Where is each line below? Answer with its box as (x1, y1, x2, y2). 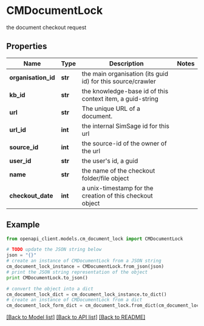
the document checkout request (6, 24, 87, 31)
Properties (6, 41, 47, 52)
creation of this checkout (81, 191, 153, 200)
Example (6, 219, 40, 230)
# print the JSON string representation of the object (6, 269, 148, 275)
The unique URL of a (81, 104, 141, 113)
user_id (9, 156, 32, 165)
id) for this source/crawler (81, 77, 156, 85)
